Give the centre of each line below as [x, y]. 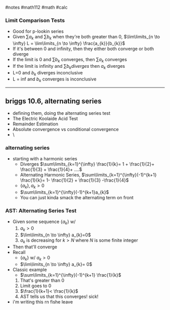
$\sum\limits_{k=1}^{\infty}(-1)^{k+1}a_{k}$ [65, 192]
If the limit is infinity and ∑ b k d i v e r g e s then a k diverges [69, 67]
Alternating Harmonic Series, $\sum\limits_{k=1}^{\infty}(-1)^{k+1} [88, 175]
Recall [19, 252]
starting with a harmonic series [45, 159]
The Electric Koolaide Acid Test [45, 119]
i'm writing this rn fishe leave [43, 302]
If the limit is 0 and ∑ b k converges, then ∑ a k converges [70, 60]
